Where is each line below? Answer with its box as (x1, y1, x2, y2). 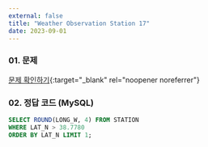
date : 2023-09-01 (8, 27, 67, 35)
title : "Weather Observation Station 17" (8, 19, 151, 27)
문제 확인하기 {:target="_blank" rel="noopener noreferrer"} (8, 74, 201, 85)
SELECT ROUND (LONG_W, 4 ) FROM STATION (8, 115, 139, 124)
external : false (8, 11, 63, 20)
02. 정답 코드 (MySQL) (8, 97, 95, 108)
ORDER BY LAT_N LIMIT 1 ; (8, 131, 92, 139)
